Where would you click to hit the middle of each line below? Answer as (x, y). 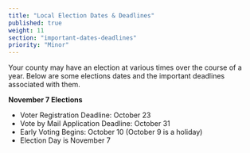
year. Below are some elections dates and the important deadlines (117, 76)
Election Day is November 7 (65, 140)
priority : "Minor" (39, 45)
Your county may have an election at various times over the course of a (125, 67)
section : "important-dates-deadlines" (72, 38)
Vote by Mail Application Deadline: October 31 (95, 124)
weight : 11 (26, 30)
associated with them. (45, 85)
